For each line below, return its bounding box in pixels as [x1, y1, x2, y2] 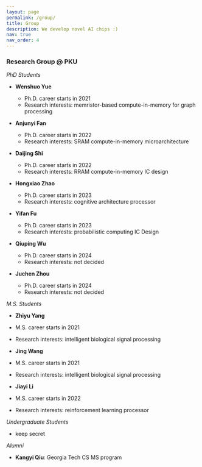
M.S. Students [6, 300, 42, 308]
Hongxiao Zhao [15, 180, 55, 187]
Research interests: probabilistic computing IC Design [24, 228, 159, 235]
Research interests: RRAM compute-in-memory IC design [24, 168, 169, 176]
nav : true [6, 32, 32, 38]
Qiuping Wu [15, 240, 46, 248]
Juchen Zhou [15, 270, 50, 277]
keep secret [15, 430, 46, 438]
